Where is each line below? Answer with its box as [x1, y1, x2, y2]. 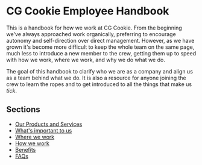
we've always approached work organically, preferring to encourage [6, 30, 176, 37]
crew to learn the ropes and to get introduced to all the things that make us [6, 80, 192, 88]
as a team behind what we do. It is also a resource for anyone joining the [6, 74, 187, 81]
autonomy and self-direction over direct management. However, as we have [6, 37, 195, 44]
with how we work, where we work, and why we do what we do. [6, 56, 166, 63]
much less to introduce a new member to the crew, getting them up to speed [6, 49, 197, 57]
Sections [6, 104, 40, 115]
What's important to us [14, 126, 72, 134]
